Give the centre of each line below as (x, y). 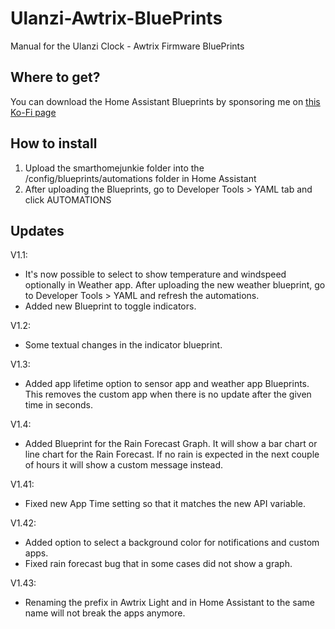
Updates (37, 230)
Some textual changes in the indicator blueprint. (123, 345)
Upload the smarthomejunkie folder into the (114, 168)
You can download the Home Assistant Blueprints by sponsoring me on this (165, 101)
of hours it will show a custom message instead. (124, 465)
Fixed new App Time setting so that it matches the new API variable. (165, 504)
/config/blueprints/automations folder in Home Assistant (140, 178)
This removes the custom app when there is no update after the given (168, 394)
